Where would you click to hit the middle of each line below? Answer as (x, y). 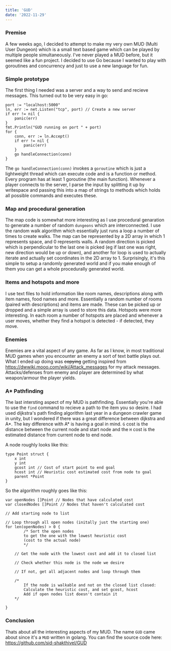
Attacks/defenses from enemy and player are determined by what (75, 372)
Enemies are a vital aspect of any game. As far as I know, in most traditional (85, 350)
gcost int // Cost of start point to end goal (65, 468)
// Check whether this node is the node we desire (69, 563)
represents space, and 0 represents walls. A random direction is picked (80, 242)
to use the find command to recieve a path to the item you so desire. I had (83, 408)
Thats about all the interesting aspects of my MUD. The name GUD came (80, 632)
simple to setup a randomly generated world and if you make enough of (81, 263)
